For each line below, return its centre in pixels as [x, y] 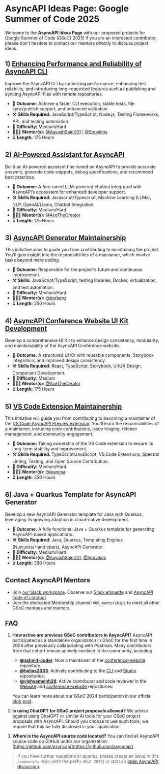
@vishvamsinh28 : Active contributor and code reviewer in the [83, 681]
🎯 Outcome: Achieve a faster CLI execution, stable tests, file [73, 103]
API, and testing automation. [41, 121]
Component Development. [39, 373]
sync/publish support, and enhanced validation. [60, 108]
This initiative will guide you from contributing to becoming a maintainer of [80, 418]
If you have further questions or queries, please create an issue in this [88, 756]
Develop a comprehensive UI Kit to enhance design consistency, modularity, [82, 340]
